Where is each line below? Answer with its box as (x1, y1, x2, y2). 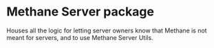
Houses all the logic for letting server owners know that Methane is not (6, 26, 207, 34)
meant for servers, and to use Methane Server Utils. (6, 33, 153, 41)
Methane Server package (6, 4, 154, 20)
